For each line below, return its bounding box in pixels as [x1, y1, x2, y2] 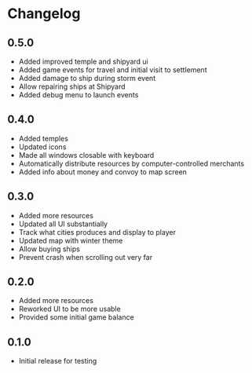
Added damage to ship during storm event [18, 74, 156, 82]
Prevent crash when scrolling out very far [18, 252, 153, 261]
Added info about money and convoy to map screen [18, 166, 188, 177]
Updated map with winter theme [18, 236, 123, 245]
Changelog [7, 5, 81, 23]
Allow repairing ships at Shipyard [18, 82, 126, 91]
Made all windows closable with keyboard [18, 150, 155, 159]
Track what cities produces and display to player [18, 227, 176, 236]
